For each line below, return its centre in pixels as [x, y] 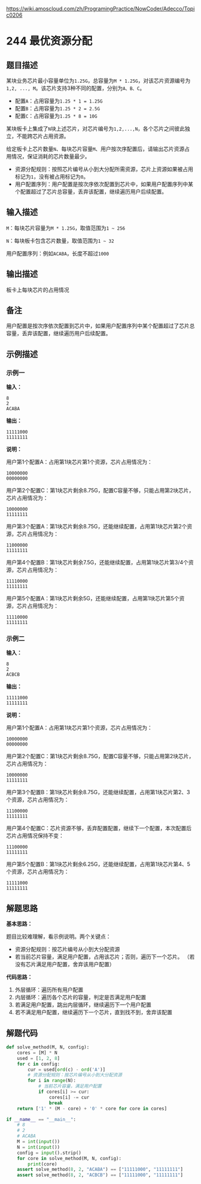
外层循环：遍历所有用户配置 [49, 990]
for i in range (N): [52, 1081]
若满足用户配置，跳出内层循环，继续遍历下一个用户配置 [83, 1005]
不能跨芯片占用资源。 [43, 136]
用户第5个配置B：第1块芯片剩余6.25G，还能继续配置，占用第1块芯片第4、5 [98, 864]
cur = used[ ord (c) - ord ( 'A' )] [67, 1069]
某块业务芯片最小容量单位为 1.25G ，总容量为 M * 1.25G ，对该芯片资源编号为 [98, 81]
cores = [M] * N [37, 1053]
